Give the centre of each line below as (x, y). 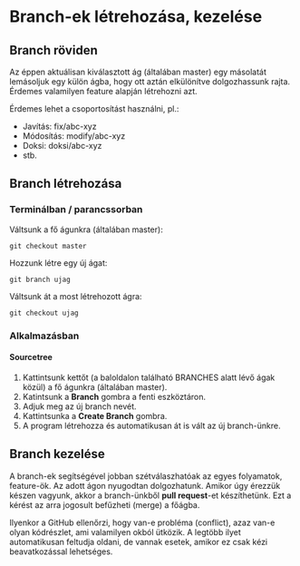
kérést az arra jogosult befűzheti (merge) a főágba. (105, 504)
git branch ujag (40, 279)
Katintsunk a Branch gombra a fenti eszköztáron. (114, 396)
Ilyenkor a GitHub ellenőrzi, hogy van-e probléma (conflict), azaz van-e (142, 522)
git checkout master (48, 246)
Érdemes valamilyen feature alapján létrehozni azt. (103, 91)
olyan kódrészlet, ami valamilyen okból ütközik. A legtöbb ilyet (126, 532)
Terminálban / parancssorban (76, 210)
